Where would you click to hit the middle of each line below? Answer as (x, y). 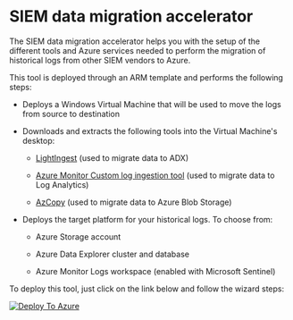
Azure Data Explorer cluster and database (113, 254)
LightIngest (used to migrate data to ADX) (112, 157)
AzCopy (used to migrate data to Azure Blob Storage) (134, 202)
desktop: (38, 140)
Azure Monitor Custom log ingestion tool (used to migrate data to (155, 175)
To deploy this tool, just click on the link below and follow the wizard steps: (147, 289)
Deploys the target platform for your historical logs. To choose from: (147, 219)
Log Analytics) (62, 184)
